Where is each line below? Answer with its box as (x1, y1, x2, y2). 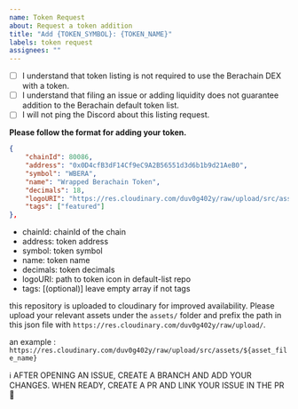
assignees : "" (9, 46, 62, 55)
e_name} (9, 354, 38, 363)
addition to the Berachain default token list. (21, 100, 180, 111)
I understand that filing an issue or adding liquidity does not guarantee (21, 90, 279, 100)
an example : (9, 337, 56, 348)
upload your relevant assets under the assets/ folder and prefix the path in (9, 310, 282, 321)
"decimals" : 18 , (25, 186, 86, 195)
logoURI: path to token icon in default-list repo (21, 274, 192, 285)
